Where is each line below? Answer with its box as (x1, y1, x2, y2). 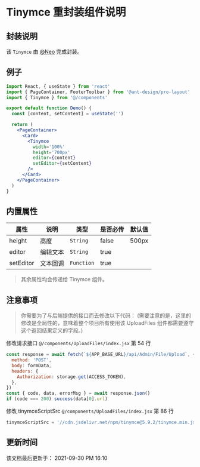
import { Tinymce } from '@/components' (6, 94, 108, 100)
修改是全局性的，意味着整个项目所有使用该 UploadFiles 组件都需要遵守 (20, 319, 194, 327)
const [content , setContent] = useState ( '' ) (11, 111, 124, 117)
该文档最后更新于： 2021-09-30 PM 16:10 (6, 454, 108, 462)
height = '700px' (32, 149, 70, 155)
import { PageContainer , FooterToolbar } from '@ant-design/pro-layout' (6, 89, 190, 95)
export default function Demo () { (6, 105, 92, 111)
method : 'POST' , (11, 357, 52, 363)
